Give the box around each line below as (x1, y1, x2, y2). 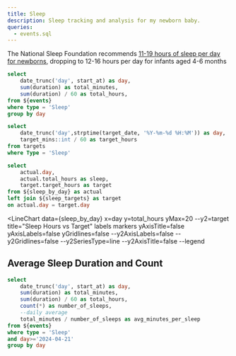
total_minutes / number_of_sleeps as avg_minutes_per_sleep (20, 316, 201, 323)
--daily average (20, 309, 69, 316)
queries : (7, 23, 33, 30)
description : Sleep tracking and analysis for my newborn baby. (7, 17, 201, 24)
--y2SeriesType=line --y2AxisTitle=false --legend (59, 236, 205, 245)
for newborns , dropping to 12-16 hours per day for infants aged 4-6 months (7, 57, 228, 66)
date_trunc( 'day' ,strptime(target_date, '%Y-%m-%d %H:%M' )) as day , (20, 130, 226, 137)
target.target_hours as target (20, 182, 112, 189)
